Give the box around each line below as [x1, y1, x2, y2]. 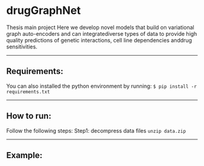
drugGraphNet [6, 4, 81, 18]
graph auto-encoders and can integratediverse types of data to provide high [6, 30, 197, 37]
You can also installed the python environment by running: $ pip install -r [6, 82, 197, 90]
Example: [6, 150, 42, 161]
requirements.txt [6, 88, 50, 95]
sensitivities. [6, 43, 38, 50]
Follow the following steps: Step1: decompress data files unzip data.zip [6, 127, 186, 134]
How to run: [6, 111, 52, 121]
